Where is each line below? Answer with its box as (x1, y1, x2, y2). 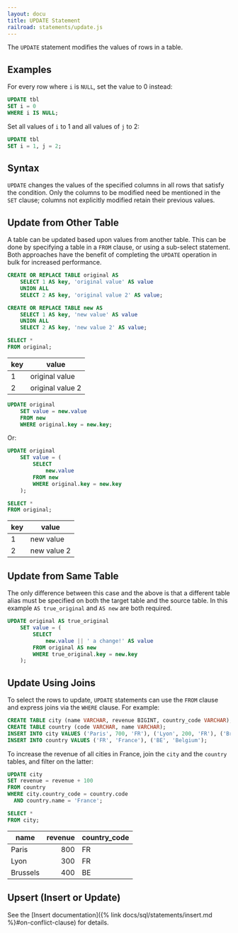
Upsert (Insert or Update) (7, 892, 121, 904)
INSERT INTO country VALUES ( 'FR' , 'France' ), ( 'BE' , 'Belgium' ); (7, 736, 208, 744)
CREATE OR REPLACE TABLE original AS (7, 272, 119, 279)
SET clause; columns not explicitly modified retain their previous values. (7, 196, 215, 204)
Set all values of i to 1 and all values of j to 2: (7, 122, 140, 131)
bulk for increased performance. (7, 258, 102, 267)
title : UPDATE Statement (7, 17, 81, 24)
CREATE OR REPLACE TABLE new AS (7, 304, 103, 311)
